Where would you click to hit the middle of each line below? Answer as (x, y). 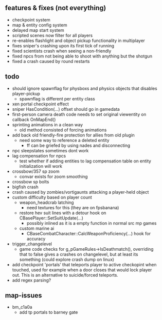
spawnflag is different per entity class (57, 99)
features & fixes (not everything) (55, 8)
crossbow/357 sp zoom (36, 171)
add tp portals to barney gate (49, 312)
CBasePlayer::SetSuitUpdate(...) (51, 218)
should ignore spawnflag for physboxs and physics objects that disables (84, 88)
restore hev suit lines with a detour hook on (63, 213)
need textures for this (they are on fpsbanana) (73, 207)
